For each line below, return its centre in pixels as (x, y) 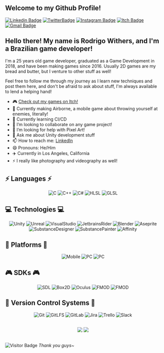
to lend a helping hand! (28, 91)
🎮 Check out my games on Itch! (45, 101)
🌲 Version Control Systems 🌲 (50, 303)
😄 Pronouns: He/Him (34, 147)
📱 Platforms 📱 (26, 245)
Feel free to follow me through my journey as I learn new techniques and (79, 81)
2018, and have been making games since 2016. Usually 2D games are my (81, 66)
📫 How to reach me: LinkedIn (42, 141)
